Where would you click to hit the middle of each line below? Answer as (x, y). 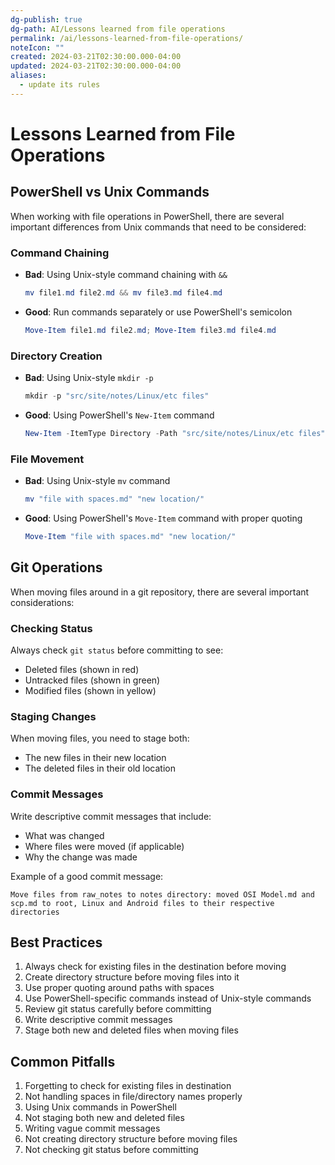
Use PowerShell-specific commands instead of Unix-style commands (168, 998)
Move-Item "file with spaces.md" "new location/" (130, 537)
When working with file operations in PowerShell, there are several (147, 216)
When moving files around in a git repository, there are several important (160, 592)
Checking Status (51, 628)
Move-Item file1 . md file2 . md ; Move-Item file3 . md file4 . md (150, 330)
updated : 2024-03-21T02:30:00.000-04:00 (96, 66)
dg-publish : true (46, 19)
